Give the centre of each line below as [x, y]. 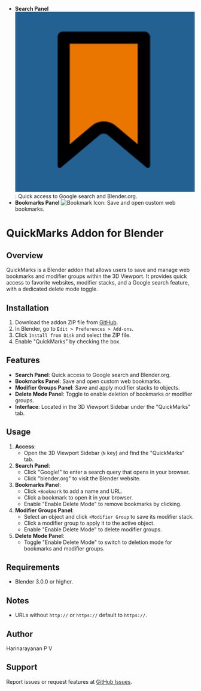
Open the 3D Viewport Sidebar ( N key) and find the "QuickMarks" [104, 453]
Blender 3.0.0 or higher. [44, 582]
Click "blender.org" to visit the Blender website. [82, 478]
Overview [25, 255]
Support [22, 667]
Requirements [33, 568]
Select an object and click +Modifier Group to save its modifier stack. [109, 516]
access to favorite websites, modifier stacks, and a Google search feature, [98, 283]
